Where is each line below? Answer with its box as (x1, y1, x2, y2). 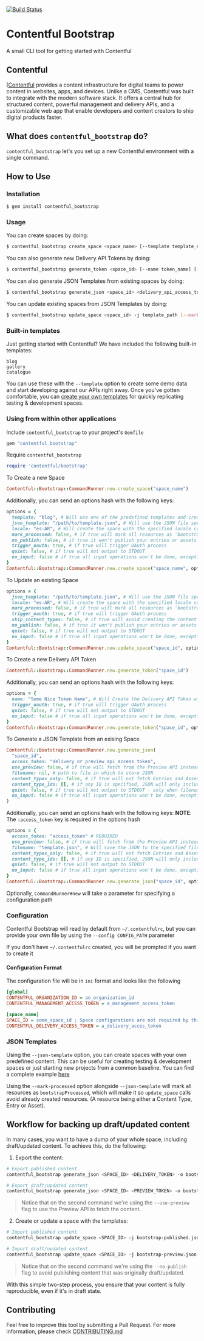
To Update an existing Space (6, 576, 79, 583)
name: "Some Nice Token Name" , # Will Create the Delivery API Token (12, 696, 191, 702)
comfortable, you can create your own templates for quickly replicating (6, 393, 184, 400)
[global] (6, 989, 29, 995)
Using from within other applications (6, 414, 117, 423)
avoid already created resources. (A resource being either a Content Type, (6, 1095, 192, 1103)
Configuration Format (6, 964, 63, 971)
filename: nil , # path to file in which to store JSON (12, 770, 154, 776)
